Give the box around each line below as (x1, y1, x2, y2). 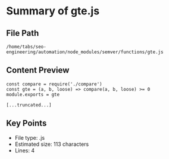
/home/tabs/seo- (6, 44, 46, 50)
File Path (6, 28, 39, 38)
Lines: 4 (14, 146, 35, 154)
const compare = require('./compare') (6, 81, 102, 87)
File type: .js (14, 134, 45, 141)
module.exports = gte (6, 91, 60, 97)
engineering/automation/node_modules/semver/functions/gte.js (6, 49, 164, 55)
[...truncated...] (6, 102, 52, 108)
